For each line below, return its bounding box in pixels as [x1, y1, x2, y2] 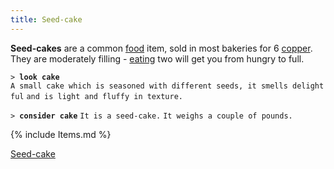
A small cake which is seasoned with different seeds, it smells [10, 81, 288, 91]
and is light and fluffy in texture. [26, 91, 183, 101]
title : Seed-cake [10, 14, 83, 25]
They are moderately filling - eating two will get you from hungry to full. [10, 52, 305, 65]
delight [292, 81, 325, 91]
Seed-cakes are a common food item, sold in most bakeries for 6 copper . [10, 42, 313, 54]
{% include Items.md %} [10, 128, 112, 140]
